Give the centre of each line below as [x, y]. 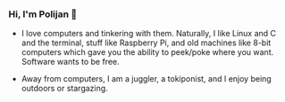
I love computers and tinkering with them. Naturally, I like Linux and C [149, 34]
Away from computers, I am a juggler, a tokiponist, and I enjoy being [146, 79]
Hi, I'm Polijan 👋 [43, 14]
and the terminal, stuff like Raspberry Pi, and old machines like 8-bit [146, 43]
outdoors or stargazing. [64, 89]
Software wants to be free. [70, 62]
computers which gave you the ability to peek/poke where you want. [147, 52]
